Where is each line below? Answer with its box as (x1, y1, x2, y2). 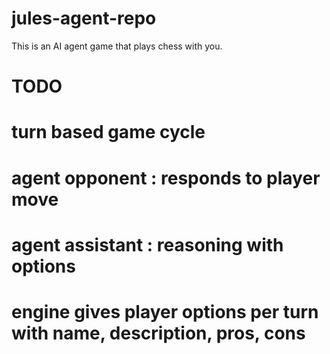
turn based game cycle (11, 121, 206, 144)
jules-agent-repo (11, 7, 157, 30)
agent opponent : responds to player (11, 167, 321, 189)
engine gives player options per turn (11, 300, 319, 323)
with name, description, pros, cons (11, 322, 306, 344)
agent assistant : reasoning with (11, 233, 284, 256)
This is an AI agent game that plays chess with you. (11, 40, 223, 52)
